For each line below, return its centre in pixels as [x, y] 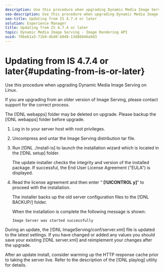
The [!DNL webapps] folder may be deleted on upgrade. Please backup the [81, 114]
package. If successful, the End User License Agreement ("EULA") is [81, 167]
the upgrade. [18, 245]
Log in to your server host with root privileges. [59, 129]
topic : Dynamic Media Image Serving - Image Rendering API [66, 32]
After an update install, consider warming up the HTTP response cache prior [82, 254]
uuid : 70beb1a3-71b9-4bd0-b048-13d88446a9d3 [51, 37]
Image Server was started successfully [53, 220]
